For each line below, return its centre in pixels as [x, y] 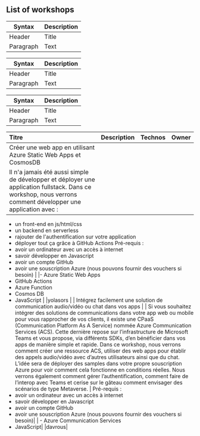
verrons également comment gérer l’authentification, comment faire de [101, 376]
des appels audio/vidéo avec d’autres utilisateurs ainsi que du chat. [97, 357]
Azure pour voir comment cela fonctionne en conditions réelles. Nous [100, 370]
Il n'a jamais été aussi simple [49, 172]
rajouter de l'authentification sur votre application [75, 236]
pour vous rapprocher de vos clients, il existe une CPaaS [84, 319]
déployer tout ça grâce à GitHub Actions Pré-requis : [79, 243]
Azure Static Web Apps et [45, 154]
